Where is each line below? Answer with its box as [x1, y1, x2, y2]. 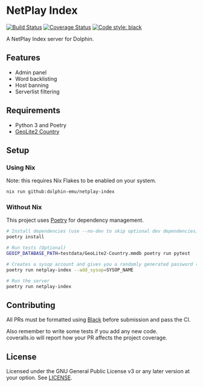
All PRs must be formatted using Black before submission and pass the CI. [6, 316, 191, 323]
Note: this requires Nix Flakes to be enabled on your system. [6, 177, 156, 184]
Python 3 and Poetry [14, 121, 66, 128]
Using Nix [6, 163, 36, 172]
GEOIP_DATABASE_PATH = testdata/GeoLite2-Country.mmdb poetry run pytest [6, 251, 190, 257]
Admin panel [14, 69, 47, 76]
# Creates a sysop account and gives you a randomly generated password [6, 261, 193, 267]
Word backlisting [14, 75, 57, 82]
